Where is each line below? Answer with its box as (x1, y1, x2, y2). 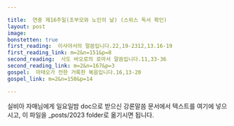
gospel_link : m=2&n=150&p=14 (7, 75, 93, 82)
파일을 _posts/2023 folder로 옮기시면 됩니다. (29, 111, 154, 119)
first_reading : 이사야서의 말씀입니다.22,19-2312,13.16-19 (7, 43, 173, 50)
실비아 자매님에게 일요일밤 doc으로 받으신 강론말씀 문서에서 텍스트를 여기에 (7, 101, 214, 110)
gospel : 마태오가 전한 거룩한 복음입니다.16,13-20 (7, 68, 142, 76)
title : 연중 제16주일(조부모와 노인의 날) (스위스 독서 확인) (7, 16, 167, 23)
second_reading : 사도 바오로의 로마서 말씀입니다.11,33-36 (7, 56, 167, 63)
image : (7, 30, 27, 37)
